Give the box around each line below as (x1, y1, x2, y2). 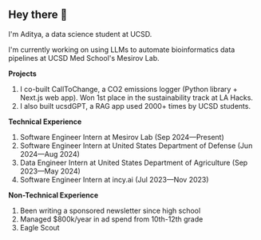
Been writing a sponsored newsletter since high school (19, 206, 201, 215)
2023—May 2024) (19, 166, 81, 176)
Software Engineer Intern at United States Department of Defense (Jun (19, 141, 253, 150)
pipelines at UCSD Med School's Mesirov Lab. (8, 53, 160, 62)
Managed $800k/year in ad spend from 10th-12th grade (19, 214, 204, 224)
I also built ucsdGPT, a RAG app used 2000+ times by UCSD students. (19, 101, 251, 110)
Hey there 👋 (8, 8, 68, 22)
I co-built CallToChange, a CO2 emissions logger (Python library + (19, 84, 238, 94)
